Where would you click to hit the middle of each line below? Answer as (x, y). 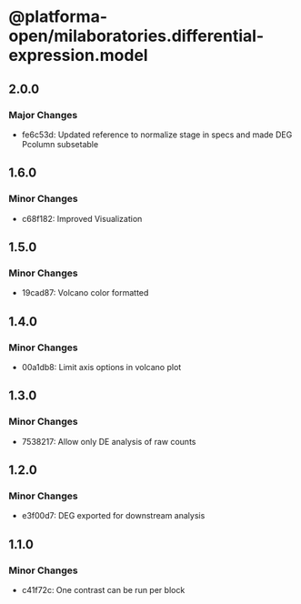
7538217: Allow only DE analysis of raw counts (109, 441)
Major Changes (43, 115)
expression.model (78, 55)
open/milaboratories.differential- (136, 36)
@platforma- (58, 17)
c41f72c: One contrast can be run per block (103, 590)
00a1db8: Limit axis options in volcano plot (101, 367)
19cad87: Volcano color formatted (85, 293)
